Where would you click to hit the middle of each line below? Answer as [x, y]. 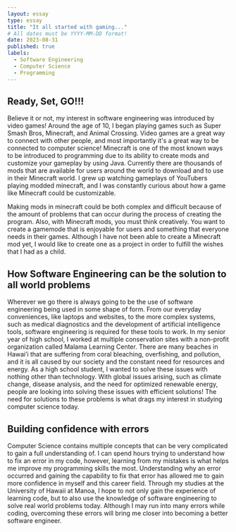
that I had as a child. [37, 252]
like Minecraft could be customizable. [62, 193]
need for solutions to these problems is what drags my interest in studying [115, 400]
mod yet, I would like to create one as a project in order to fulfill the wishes [116, 245]
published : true [31, 47]
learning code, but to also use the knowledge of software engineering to [112, 498]
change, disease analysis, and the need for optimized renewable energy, [113, 384]
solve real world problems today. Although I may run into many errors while [116, 505]
